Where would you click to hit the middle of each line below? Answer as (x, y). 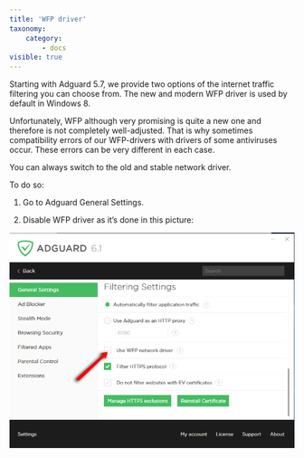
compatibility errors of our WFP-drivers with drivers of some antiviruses (143, 140)
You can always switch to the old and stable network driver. (120, 167)
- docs (54, 48)
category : (44, 38)
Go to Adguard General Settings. (83, 203)
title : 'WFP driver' (48, 19)
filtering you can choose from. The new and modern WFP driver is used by (148, 94)
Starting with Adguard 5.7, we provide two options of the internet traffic (142, 84)
